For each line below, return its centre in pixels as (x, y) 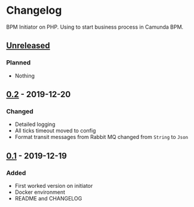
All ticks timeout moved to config (55, 131)
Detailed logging (35, 124)
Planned (19, 63)
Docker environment (40, 192)
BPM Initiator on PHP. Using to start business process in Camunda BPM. (95, 27)
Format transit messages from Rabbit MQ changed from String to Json (101, 137)
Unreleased (28, 46)
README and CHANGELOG (48, 198)
